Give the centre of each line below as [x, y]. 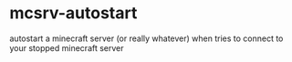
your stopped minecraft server [67, 47]
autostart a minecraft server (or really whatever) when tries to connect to [146, 38]
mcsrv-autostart [73, 13]
